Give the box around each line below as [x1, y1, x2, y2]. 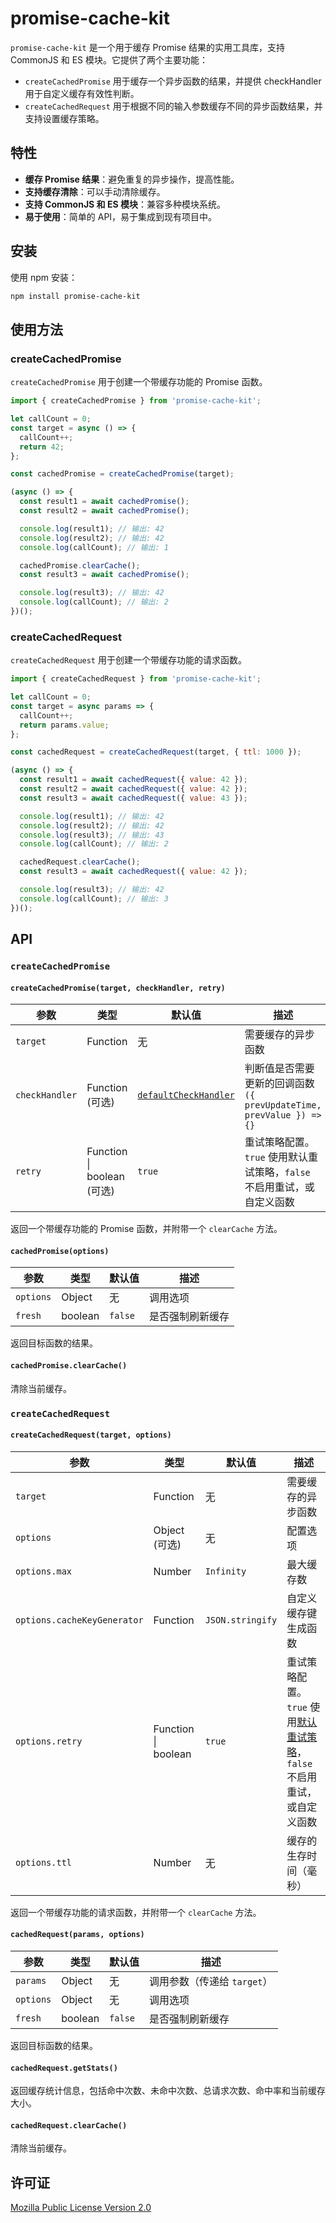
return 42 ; [19, 442, 65, 452]
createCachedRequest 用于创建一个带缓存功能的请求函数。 [10, 654, 247, 666]
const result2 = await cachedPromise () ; [19, 506, 190, 516]
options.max [15, 1565, 73, 1577]
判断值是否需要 [244, 1062, 315, 1076]
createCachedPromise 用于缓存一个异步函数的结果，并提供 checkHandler [24, 75, 322, 87]
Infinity [204, 1565, 247, 1577]
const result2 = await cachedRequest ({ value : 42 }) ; [19, 784, 248, 794]
